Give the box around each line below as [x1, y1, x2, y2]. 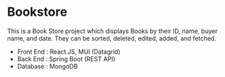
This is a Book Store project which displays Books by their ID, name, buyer [7, 27, 218, 35]
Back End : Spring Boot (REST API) [17, 54, 116, 63]
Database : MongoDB [17, 62, 78, 70]
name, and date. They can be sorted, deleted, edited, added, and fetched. [7, 34, 217, 42]
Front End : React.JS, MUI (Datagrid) [17, 47, 120, 56]
